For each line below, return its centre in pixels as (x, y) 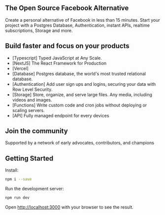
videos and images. (32, 100)
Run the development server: (34, 189)
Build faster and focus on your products (67, 46)
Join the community (36, 131)
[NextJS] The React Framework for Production (59, 63)
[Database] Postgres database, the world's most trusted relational (79, 73)
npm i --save (18, 179)
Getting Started (29, 158)
